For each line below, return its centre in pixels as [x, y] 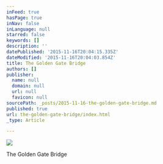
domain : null [28, 86]
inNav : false [23, 23]
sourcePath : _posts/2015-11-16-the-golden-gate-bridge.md [81, 103]
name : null [26, 80]
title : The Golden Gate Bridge [46, 63]
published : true [27, 109]
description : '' [27, 47]
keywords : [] [23, 40]
